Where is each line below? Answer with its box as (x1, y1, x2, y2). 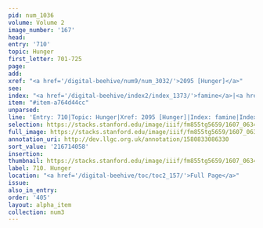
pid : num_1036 (8, 11, 55, 20)
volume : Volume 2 (8, 19, 65, 27)
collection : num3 (8, 208, 65, 216)
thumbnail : (8, 157, 44, 165)
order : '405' (8, 194, 51, 201)
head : (8, 33, 26, 42)
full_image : (8, 128, 47, 136)
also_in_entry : (8, 186, 58, 194)
